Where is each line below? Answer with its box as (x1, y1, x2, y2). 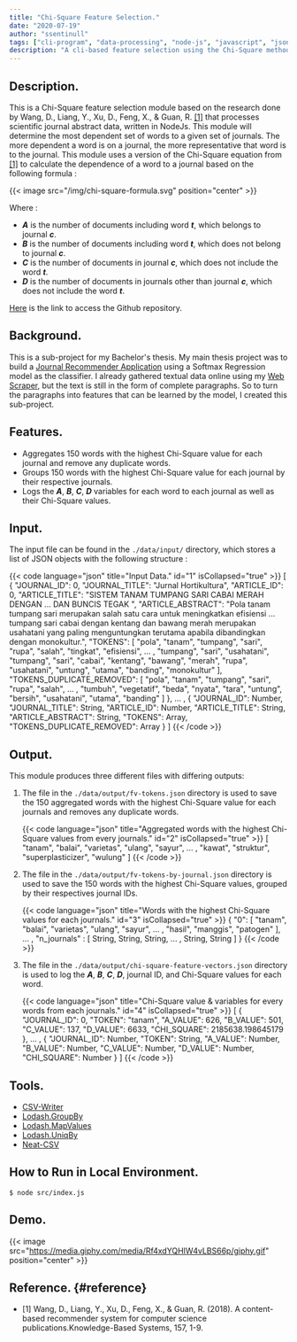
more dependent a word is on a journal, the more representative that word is (9, 139, 287, 151)
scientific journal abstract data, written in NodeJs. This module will (9, 120, 252, 131)
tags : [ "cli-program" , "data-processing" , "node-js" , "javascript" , (9, 37, 267, 47)
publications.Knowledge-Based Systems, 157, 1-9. (21, 1323, 203, 1333)
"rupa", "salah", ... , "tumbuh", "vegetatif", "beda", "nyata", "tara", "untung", (9, 684, 283, 694)
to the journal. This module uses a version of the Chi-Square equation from (9, 149, 283, 159)
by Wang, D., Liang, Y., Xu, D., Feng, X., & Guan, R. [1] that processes (9, 112, 260, 122)
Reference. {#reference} (9, 1281, 148, 1296)
